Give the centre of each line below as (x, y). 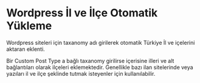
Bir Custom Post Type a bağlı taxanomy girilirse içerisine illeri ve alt (90, 61)
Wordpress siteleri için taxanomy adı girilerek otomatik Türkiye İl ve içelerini (101, 42)
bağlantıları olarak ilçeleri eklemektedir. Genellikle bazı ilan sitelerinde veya (100, 67)
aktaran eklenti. (26, 49)
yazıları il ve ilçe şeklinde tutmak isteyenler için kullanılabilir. (81, 73)
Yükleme (29, 26)
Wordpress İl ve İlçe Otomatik (82, 13)
